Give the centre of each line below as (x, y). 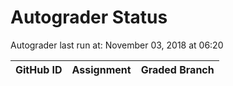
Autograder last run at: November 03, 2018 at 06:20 (117, 45)
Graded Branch (177, 69)
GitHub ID (39, 69)
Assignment (101, 69)
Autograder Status (89, 17)
